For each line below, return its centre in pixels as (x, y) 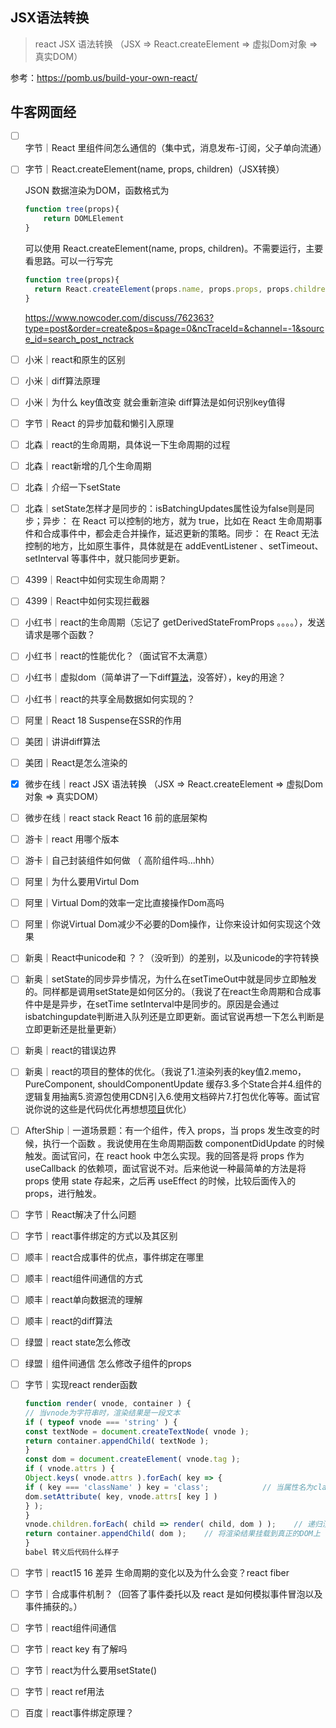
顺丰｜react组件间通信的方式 (83, 1278)
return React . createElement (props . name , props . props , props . (164, 289)
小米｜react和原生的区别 (75, 359)
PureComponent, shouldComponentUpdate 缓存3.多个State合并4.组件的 (173, 1084)
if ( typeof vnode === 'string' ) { (101, 1422)
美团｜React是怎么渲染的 (76, 762)
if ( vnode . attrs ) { (70, 1469)
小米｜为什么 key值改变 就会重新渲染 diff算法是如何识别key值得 (155, 402)
